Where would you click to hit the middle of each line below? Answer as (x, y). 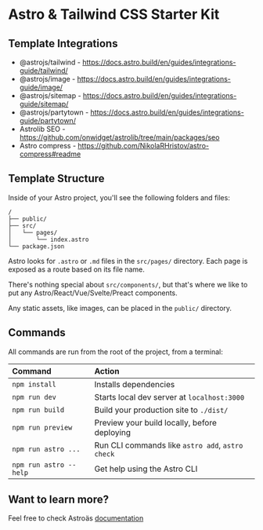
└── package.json (36, 246)
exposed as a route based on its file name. (76, 269)
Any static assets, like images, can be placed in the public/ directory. (120, 308)
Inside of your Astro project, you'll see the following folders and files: (119, 197)
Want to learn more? (59, 500)
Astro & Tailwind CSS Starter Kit (114, 15)
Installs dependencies (135, 384)
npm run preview (42, 427)
